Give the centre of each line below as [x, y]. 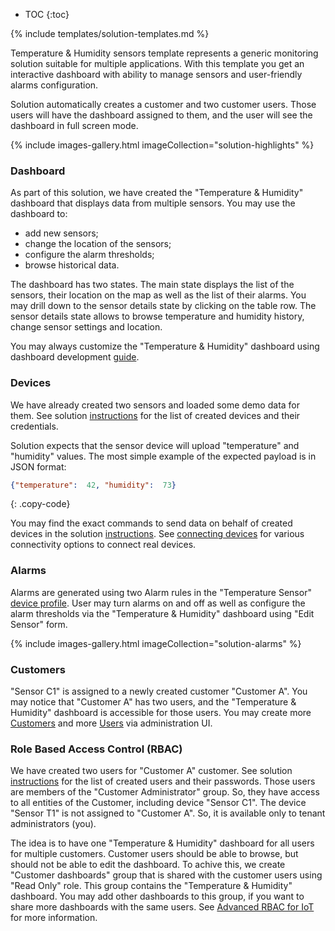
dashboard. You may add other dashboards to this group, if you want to [157, 896]
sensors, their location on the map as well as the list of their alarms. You [158, 295]
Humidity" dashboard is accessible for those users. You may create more [161, 713]
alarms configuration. [54, 85]
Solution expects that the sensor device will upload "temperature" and [155, 445]
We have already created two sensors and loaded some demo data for [155, 405]
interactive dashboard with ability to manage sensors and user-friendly [156, 74]
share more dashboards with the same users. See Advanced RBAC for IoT [162, 907]
